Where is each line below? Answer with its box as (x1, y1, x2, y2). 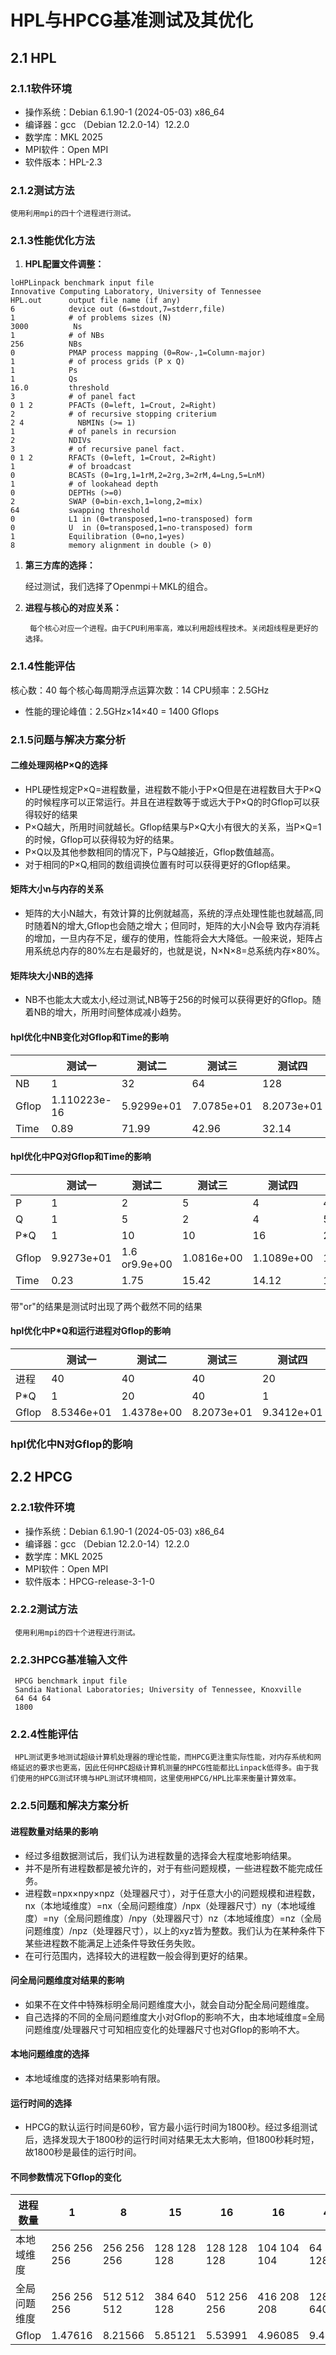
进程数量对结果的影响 (10, 1825, 98, 1837)
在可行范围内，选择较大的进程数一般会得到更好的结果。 (24, 1949, 253, 1961)
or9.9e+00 (121, 1257, 173, 1271)
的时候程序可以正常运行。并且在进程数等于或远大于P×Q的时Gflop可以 (24, 796, 312, 808)
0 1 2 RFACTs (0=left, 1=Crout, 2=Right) (10, 453, 217, 463)
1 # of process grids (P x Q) (10, 357, 186, 367)
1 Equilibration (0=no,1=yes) (10, 532, 186, 542)
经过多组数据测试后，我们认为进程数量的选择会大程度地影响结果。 (24, 1849, 297, 1861)
